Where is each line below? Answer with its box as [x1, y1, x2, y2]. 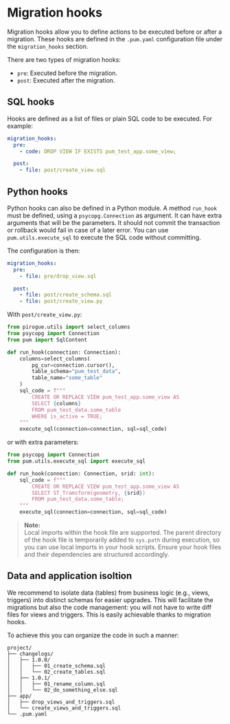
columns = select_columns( [19, 355, 91, 362]
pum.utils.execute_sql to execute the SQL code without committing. [7, 233, 201, 242]
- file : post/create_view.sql [19, 167, 106, 173]
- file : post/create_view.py [19, 298, 103, 305]
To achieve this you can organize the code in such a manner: [7, 631, 179, 639]
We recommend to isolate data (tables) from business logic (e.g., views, [7, 588, 211, 597]
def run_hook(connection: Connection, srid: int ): [7, 470, 155, 477]
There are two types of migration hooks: [7, 55, 122, 63]
